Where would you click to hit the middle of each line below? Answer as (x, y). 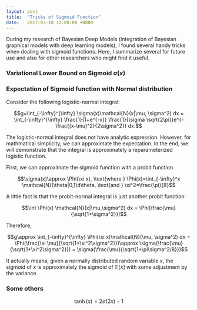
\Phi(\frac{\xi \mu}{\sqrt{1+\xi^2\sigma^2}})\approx (76, 243)
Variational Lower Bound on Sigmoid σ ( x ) (66, 73)
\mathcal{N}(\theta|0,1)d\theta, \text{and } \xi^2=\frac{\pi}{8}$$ (99, 185)
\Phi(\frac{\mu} (158, 208)
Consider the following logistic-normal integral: (63, 102)
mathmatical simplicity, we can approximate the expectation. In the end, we (97, 143)
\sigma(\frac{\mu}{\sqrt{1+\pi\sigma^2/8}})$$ (132, 249)
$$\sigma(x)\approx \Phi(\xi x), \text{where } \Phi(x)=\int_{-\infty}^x (99, 179)
